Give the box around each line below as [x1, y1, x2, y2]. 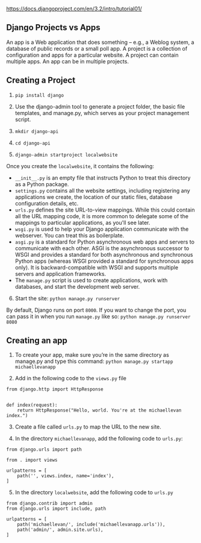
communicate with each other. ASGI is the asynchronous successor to [14, 244, 190, 252]
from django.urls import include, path [6, 506, 107, 512]
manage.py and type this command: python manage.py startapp [14, 358, 173, 365]
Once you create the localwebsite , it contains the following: [6, 162, 155, 169]
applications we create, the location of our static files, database [14, 193, 173, 201]
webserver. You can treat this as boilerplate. [14, 231, 125, 239]
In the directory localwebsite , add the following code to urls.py [14, 489, 173, 496]
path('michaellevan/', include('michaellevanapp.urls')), [17, 521, 165, 528]
